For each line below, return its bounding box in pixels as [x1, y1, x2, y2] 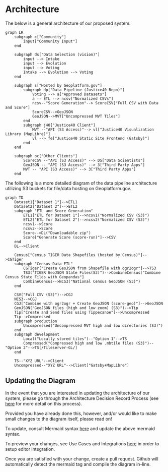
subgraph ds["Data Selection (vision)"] [14, 52, 100, 57]
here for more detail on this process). [5, 400, 82, 406]
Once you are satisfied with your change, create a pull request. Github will [5, 455, 158, 462]
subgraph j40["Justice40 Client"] [23, 123, 96, 128]
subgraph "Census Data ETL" [14, 261, 73, 266]
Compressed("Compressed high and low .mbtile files [23, 340, 134, 346]
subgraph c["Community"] [14, 34, 66, 39]
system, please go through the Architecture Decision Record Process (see [5, 395, 159, 401]
